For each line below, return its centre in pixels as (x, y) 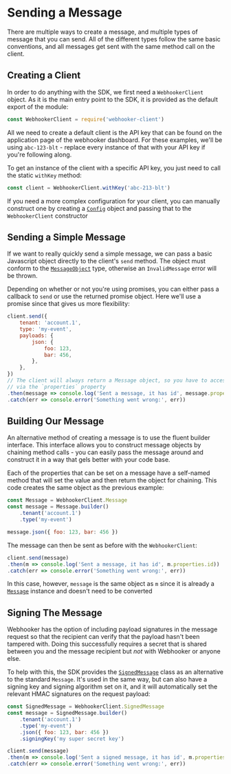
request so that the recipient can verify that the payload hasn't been (103, 637)
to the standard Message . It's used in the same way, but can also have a (107, 680)
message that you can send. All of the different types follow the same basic (114, 39)
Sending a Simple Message (66, 237)
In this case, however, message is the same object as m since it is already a (111, 584)
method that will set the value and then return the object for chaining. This (112, 480)
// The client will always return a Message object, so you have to (107, 380)
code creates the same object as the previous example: (86, 488)
